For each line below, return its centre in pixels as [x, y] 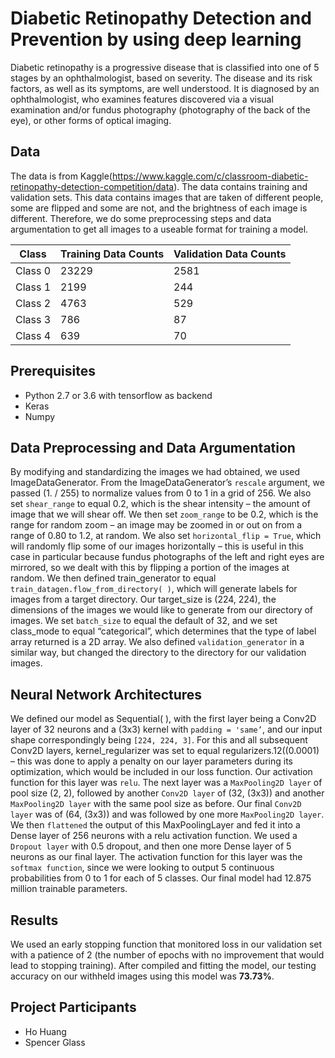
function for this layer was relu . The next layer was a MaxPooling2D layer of [166, 783]
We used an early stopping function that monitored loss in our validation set [166, 944]
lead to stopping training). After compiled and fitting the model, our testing [163, 965]
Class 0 [33, 270]
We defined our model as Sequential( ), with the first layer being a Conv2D [163, 719]
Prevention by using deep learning [156, 39]
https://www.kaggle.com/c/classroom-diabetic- [210, 176]
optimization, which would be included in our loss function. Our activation [161, 772]
